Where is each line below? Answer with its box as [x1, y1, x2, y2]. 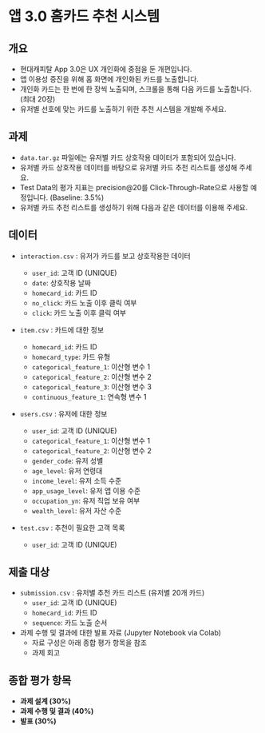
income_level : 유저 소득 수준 [31, 476, 122, 485]
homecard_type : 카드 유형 [31, 352, 111, 361]
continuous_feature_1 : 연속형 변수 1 [31, 392, 147, 401]
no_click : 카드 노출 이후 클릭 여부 [31, 297, 137, 308]
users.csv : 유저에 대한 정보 [19, 408, 108, 418]
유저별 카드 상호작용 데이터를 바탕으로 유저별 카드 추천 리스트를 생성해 [19, 162, 238, 172]
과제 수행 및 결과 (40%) [19, 707, 94, 716]
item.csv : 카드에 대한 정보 [19, 325, 105, 334]
